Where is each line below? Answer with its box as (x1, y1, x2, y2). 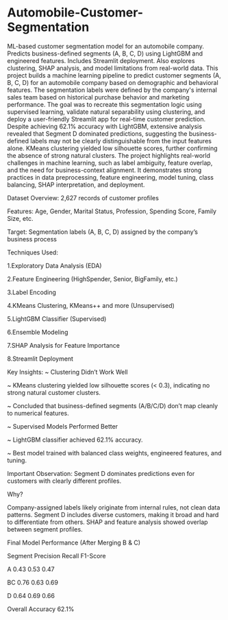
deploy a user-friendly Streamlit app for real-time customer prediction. (7, 115, 206, 123)
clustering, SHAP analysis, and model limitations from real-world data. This (7, 64, 218, 72)
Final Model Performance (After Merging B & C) (7, 538, 141, 547)
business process (7, 235, 57, 243)
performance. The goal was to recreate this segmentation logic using (7, 100, 202, 108)
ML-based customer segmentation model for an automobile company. (7, 42, 204, 50)
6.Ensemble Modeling (7, 328, 68, 336)
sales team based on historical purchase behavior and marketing (7, 93, 190, 101)
